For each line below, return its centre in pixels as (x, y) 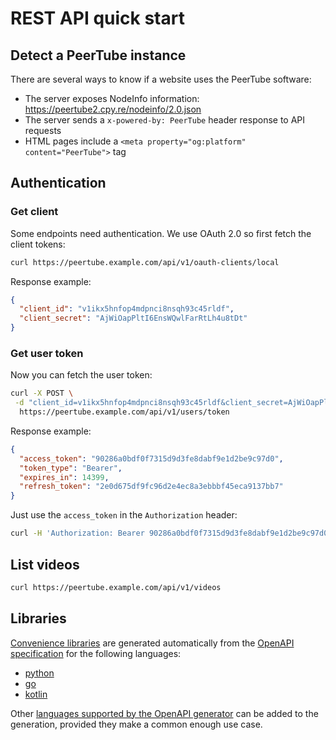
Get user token (47, 353)
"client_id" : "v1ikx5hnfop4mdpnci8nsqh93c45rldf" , (127, 309)
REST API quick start (97, 18)
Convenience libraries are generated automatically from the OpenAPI (152, 643)
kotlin (36, 694)
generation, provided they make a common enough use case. (136, 724)
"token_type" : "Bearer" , (71, 468)
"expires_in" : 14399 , (64, 477)
